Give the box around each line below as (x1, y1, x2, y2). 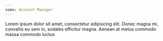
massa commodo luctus (5, 31, 55, 37)
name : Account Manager (5, 7, 53, 12)
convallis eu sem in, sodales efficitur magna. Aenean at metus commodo (5, 26, 156, 32)
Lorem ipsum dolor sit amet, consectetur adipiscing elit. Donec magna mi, (5, 21, 158, 27)
